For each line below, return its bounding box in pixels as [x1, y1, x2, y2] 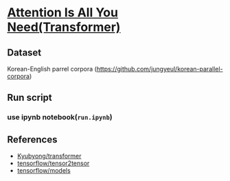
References [7, 134, 58, 145]
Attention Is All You [7, 5, 119, 21]
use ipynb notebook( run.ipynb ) [7, 112, 113, 122]
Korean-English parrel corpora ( [7, 65, 97, 73]
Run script [7, 92, 53, 104]
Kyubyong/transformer [16, 152, 82, 160]
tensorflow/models [16, 167, 71, 175]
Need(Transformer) [7, 19, 121, 35]
